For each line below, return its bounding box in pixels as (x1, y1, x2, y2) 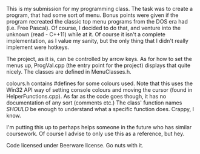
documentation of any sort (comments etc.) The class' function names (6, 99, 182, 106)
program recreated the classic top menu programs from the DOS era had (6, 18, 188, 25)
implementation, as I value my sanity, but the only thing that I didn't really (6, 37, 189, 44)
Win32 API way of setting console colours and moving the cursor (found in (6, 86, 193, 93)
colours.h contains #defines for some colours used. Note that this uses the (6, 80, 193, 87)
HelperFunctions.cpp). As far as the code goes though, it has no (6, 93, 167, 100)
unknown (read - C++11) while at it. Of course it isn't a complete (6, 31, 165, 38)
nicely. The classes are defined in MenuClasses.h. (6, 68, 132, 75)
